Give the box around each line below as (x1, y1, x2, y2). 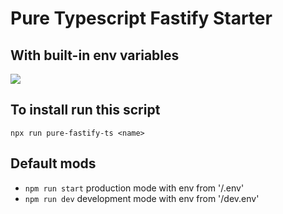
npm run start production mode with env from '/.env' (24, 182, 245, 194)
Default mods (10, 155, 97, 172)
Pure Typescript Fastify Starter (10, 7, 273, 30)
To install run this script (10, 102, 161, 119)
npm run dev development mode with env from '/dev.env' (24, 192, 260, 204)
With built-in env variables (10, 47, 180, 64)
